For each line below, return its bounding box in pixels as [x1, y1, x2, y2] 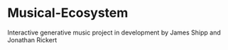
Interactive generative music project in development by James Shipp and [7, 28, 222, 37]
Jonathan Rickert [7, 35, 58, 44]
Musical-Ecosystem [7, 5, 129, 21]
